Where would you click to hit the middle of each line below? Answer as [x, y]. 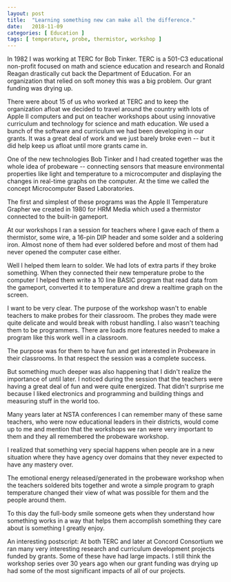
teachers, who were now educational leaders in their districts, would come [113, 422]
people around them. [37, 500]
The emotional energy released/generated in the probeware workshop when [115, 478]
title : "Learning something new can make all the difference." [101, 20]
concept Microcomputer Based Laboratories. [71, 189]
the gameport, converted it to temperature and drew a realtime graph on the [115, 288]
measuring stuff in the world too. [53, 401]
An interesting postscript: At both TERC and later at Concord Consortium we [115, 542]
